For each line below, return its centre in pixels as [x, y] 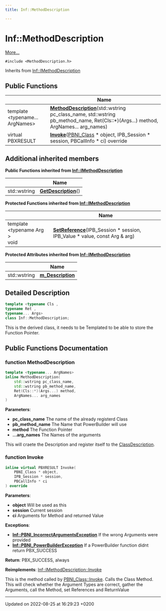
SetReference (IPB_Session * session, [97, 230]
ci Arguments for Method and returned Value [58, 516]
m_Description [57, 275]
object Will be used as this [39, 505]
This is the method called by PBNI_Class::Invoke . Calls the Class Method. [79, 579]
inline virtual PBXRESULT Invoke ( [41, 468]
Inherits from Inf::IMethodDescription [43, 70]
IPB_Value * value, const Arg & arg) [94, 236]
